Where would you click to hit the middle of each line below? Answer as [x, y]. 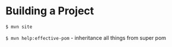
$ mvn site [19, 27]
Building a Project [50, 11]
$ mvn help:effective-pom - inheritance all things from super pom [86, 37]
